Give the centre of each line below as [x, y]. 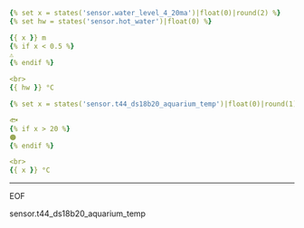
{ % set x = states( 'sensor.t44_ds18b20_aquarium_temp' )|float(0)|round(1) [153, 104]
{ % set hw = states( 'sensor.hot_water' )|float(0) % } [111, 21]
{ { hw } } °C [32, 88]
